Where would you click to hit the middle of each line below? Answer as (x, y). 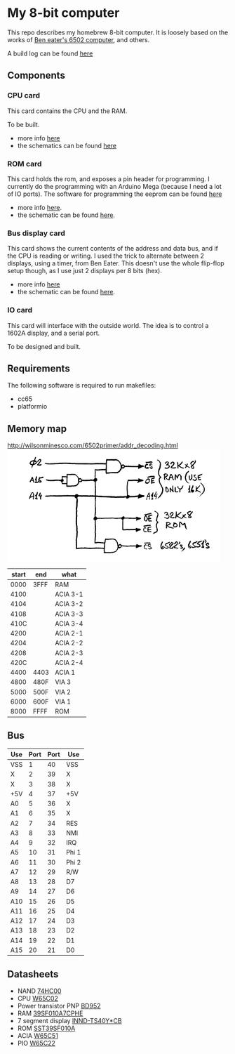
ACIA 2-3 (69, 653)
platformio (32, 407)
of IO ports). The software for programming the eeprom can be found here (115, 194)
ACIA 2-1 (69, 633)
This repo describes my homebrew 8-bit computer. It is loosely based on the (118, 32)
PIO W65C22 (36, 1043)
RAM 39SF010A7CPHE (50, 1013)
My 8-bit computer (63, 13)
